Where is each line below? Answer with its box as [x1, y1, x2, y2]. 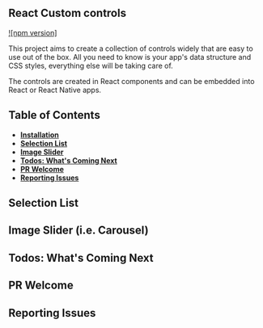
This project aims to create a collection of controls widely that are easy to [8, 44, 253, 53]
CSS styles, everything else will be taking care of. [8, 61, 174, 70]
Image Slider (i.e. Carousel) [8, 224, 149, 238]
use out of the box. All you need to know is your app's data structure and [8, 52, 252, 61]
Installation [19, 129, 59, 140]
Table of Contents [8, 108, 101, 122]
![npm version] [8, 27, 57, 37]
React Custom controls [8, 6, 127, 20]
